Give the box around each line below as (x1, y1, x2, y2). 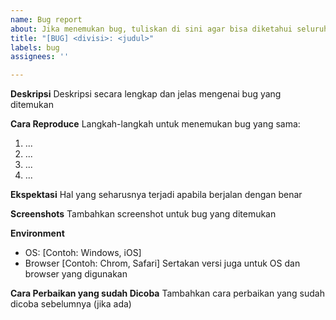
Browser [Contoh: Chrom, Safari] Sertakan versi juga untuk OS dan (24, 257, 301, 270)
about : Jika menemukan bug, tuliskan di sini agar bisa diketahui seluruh (10, 24, 329, 34)
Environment (10, 227, 65, 240)
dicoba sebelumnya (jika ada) (10, 298, 132, 310)
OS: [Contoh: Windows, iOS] (24, 247, 142, 259)
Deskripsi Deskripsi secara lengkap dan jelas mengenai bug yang (10, 88, 282, 100)
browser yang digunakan (24, 268, 128, 280)
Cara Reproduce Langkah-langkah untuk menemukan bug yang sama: (10, 118, 301, 130)
